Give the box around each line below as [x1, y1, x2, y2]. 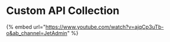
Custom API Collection [6, 4, 120, 17]
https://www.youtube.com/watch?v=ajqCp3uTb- [45, 23, 164, 30]
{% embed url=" [6, 23, 46, 30]
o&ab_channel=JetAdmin [6, 29, 68, 36]
